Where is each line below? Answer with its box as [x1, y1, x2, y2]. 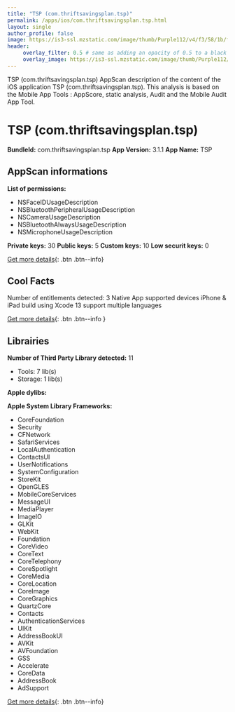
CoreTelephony [17, 557, 62, 565]
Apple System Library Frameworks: [7, 402, 113, 410]
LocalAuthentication [17, 445, 76, 454]
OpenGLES [17, 483, 50, 491]
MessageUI [17, 497, 51, 506]
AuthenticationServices [17, 617, 85, 625]
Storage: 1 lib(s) [17, 375, 63, 383]
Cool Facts [7, 275, 55, 287]
